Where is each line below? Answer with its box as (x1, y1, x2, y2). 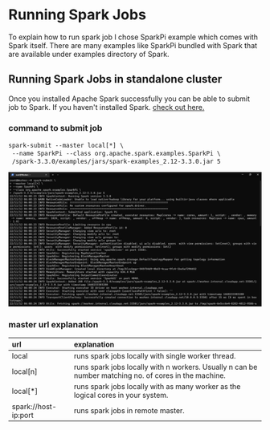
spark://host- (11, 401, 57, 411)
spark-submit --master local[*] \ (8, 142, 125, 150)
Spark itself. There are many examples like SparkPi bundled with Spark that (8, 40, 258, 50)
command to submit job (8, 122, 103, 133)
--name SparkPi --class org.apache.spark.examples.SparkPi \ (11, 150, 221, 158)
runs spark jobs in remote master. (73, 406, 185, 416)
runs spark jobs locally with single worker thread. (73, 351, 236, 360)
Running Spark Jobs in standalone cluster (8, 72, 223, 86)
